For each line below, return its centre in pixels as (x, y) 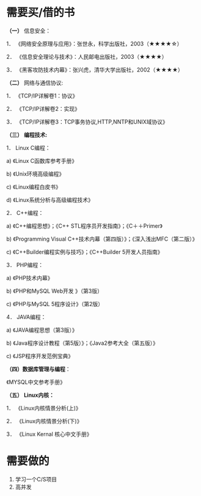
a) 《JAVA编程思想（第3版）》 (42, 330)
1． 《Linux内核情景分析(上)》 (44, 408)
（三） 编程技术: (27, 135)
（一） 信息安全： (28, 31)
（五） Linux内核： (31, 395)
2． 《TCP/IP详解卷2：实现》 (43, 108)
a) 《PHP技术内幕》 (30, 278)
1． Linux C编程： (28, 148)
